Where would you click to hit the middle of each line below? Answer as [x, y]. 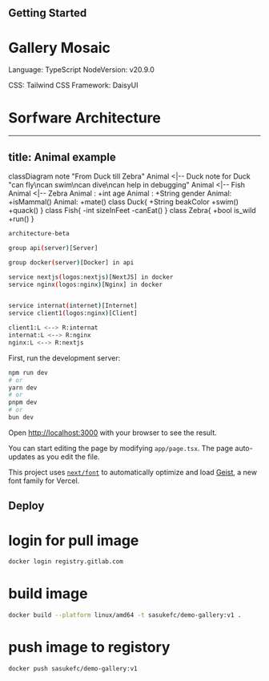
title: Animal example [62, 157]
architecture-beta [39, 234]
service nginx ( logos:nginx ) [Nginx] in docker [85, 284]
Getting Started [48, 13]
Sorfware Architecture [85, 117]
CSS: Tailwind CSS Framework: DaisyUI [73, 85]
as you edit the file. [68, 457]
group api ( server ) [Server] [53, 248]
